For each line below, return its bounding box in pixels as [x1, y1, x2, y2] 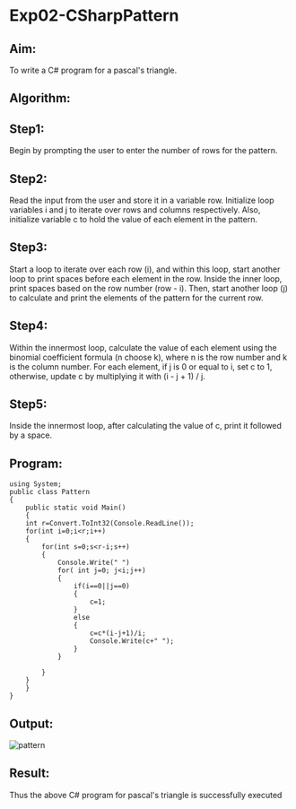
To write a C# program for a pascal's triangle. [9, 65, 178, 75]
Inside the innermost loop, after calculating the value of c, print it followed [9, 421, 283, 431]
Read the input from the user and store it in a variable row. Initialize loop [9, 195, 274, 206]
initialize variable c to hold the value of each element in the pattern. [9, 214, 258, 225]
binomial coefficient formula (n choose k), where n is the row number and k [9, 352, 288, 362]
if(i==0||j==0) [73, 582, 130, 591]
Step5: [9, 396, 48, 413]
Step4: [9, 318, 48, 334]
